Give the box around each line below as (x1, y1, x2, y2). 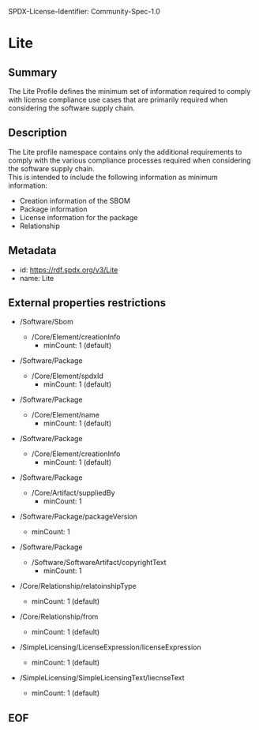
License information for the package (19, 212, 138, 222)
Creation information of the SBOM (19, 196, 130, 205)
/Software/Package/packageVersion (19, 512, 138, 522)
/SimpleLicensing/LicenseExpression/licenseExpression (19, 642, 201, 652)
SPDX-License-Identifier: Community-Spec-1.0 (8, 7, 160, 16)
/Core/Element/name (31, 410, 100, 420)
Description (8, 126, 67, 140)
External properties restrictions (8, 296, 167, 310)
